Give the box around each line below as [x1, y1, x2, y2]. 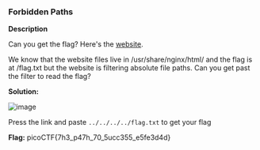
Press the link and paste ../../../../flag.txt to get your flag [8, 118, 212, 127]
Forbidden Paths [8, 6, 74, 17]
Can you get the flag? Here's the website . [8, 39, 144, 49]
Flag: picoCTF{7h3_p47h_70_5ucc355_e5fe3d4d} [8, 133, 171, 142]
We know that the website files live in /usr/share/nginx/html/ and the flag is [8, 54, 253, 65]
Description [8, 24, 48, 34]
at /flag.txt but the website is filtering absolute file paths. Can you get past [8, 63, 250, 73]
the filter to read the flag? [8, 72, 91, 81]
